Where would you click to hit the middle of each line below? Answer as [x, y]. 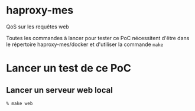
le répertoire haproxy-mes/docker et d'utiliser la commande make [85, 44]
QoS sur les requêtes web [38, 27]
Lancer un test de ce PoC [69, 68]
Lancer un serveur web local [60, 90]
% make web [19, 103]
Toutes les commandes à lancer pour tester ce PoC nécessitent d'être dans [98, 38]
